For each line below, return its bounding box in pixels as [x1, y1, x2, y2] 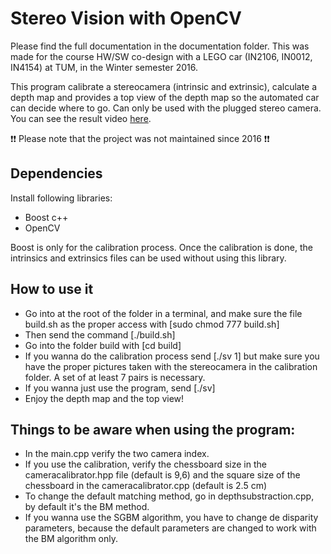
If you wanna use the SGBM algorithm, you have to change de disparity [24, 512, 319, 524]
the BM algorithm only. [24, 533, 118, 545]
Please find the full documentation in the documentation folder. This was [10, 40, 310, 52]
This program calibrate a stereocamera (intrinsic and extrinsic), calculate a [10, 80, 318, 92]
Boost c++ [24, 211, 69, 223]
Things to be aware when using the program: [10, 421, 296, 438]
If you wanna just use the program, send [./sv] [24, 382, 216, 394]
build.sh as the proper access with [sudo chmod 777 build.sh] [24, 318, 280, 330]
